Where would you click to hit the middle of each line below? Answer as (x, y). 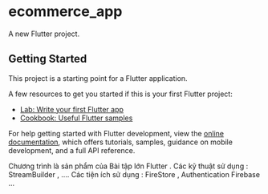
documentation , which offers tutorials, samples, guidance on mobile (120, 142)
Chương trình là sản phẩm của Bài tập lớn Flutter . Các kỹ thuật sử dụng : (128, 166)
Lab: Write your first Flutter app (72, 109)
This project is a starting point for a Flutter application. (98, 78)
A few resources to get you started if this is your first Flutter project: (120, 94)
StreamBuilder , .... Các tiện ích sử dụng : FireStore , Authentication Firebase (134, 174)
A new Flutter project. (44, 34)
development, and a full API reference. (72, 150)
